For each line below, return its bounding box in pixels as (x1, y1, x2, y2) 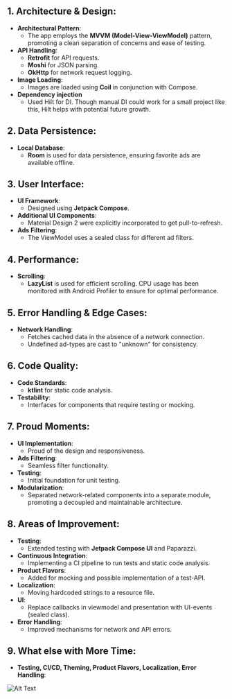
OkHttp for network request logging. (27, 68, 132, 76)
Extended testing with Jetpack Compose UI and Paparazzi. (27, 544, 197, 552)
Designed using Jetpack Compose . (27, 204, 130, 212)
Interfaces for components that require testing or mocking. (27, 400, 195, 408)
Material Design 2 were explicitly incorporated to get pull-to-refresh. (27, 218, 223, 227)
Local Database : (17, 144, 65, 152)
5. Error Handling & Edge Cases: (7, 307, 148, 318)
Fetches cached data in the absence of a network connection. (27, 333, 205, 341)
